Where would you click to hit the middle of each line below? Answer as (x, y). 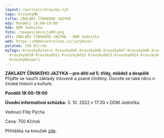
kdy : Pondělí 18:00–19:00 (31, 23)
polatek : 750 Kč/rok (26, 46)
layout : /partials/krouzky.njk (37, 10)
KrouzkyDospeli (25, 59)
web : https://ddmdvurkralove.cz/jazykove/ (49, 41)
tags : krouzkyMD (21, 14)
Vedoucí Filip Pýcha (25, 112)
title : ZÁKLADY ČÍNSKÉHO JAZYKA (38, 19)
